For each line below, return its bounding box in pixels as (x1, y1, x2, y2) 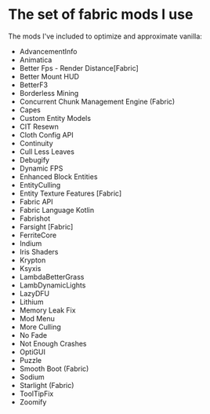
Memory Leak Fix (19, 305, 76, 315)
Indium (19, 238, 42, 248)
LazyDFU (19, 288, 50, 298)
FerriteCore (19, 230, 57, 240)
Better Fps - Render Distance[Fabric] (19, 63, 139, 72)
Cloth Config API (19, 130, 74, 139)
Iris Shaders (19, 247, 59, 256)
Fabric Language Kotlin (19, 205, 95, 214)
